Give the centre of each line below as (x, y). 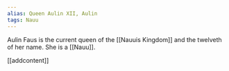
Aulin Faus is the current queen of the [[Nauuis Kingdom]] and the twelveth (114, 39)
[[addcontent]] (28, 60)
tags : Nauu (23, 20)
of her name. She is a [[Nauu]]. (51, 47)
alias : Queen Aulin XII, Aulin (52, 13)
